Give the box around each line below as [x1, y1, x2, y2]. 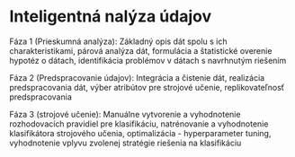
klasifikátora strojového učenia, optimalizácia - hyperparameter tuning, [9, 127, 272, 138]
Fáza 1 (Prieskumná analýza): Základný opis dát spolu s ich [9, 36, 228, 47]
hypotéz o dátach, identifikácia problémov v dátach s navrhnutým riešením [9, 55, 287, 65]
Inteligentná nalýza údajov [9, 6, 212, 27]
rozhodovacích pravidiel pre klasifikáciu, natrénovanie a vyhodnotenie [9, 118, 269, 129]
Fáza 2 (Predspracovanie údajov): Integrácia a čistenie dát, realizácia [9, 72, 265, 83]
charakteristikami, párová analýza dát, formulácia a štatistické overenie [9, 45, 273, 56]
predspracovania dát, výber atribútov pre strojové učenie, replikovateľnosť [9, 82, 285, 92]
